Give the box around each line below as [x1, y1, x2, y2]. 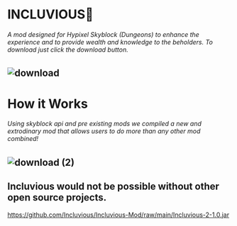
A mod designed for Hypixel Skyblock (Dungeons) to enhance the [7, 30, 200, 38]
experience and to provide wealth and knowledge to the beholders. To [7, 38, 213, 46]
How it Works [7, 96, 89, 112]
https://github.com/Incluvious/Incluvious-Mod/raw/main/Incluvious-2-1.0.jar [7, 210, 229, 219]
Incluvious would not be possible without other [7, 181, 220, 193]
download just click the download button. [7, 45, 129, 54]
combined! [7, 135, 39, 143]
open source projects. [7, 191, 107, 204]
